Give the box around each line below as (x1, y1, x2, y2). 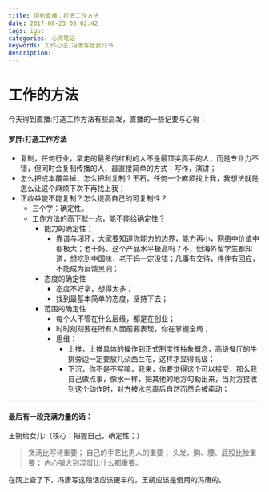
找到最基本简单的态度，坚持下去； (55, 294, 169, 303)
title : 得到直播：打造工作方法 (8, 11, 99, 20)
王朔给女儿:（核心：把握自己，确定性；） (8, 431, 144, 441)
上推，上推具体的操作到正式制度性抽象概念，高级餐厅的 (67, 344, 251, 354)
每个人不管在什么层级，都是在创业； (55, 314, 176, 323)
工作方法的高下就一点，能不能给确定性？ (31, 213, 166, 223)
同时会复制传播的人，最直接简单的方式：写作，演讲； (41, 164, 217, 173)
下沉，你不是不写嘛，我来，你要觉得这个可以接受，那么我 (67, 364, 258, 374)
